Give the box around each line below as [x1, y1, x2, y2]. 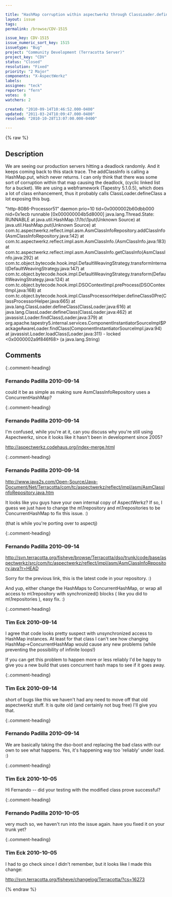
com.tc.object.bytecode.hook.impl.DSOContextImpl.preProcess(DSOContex [5, 282, 165, 288]
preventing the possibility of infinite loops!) [5, 647, 96, 653]
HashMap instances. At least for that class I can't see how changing [5, 636, 148, 642]
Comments [5, 351, 41, 360]
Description [5, 149, 44, 158]
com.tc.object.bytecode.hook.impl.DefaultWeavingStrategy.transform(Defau [5, 271, 166, 277]
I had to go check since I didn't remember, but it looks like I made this [5, 861, 152, 867]
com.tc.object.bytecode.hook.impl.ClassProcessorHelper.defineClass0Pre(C [5, 292, 167, 298]
